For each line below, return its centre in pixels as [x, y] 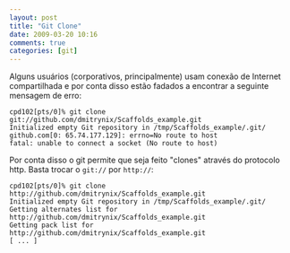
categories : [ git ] [43, 51]
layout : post [34, 17]
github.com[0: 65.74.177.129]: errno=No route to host [114, 135]
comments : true [38, 43]
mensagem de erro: [46, 96]
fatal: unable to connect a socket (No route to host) [114, 144]
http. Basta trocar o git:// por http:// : [81, 170]
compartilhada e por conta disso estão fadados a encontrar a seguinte [139, 86]
